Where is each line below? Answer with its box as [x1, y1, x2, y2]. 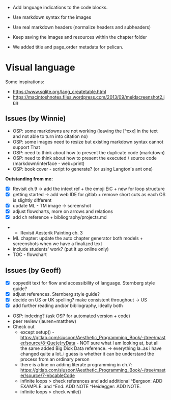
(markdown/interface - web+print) [12, 160, 85, 167]
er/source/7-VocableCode [20, 372, 75, 379]
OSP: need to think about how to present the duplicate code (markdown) [12, 149, 165, 155]
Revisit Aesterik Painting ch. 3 [20, 230, 83, 236]
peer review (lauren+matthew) [12, 318, 76, 324]
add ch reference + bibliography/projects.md [12, 214, 107, 220]
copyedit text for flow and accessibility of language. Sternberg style [12, 279, 155, 286]
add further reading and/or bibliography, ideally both [12, 302, 123, 309]
